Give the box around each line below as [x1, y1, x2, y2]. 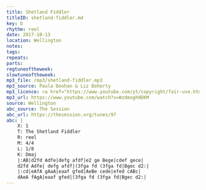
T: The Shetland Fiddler [17, 129, 81, 135]
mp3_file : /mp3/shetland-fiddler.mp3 [6, 77, 103, 83]
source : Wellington [6, 100, 56, 106]
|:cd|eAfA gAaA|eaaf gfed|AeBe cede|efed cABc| [17, 169, 141, 175]
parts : [6, 60, 23, 66]
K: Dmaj [17, 151, 37, 158]
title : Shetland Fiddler [6, 9, 70, 15]
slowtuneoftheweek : [6, 72, 56, 78]
